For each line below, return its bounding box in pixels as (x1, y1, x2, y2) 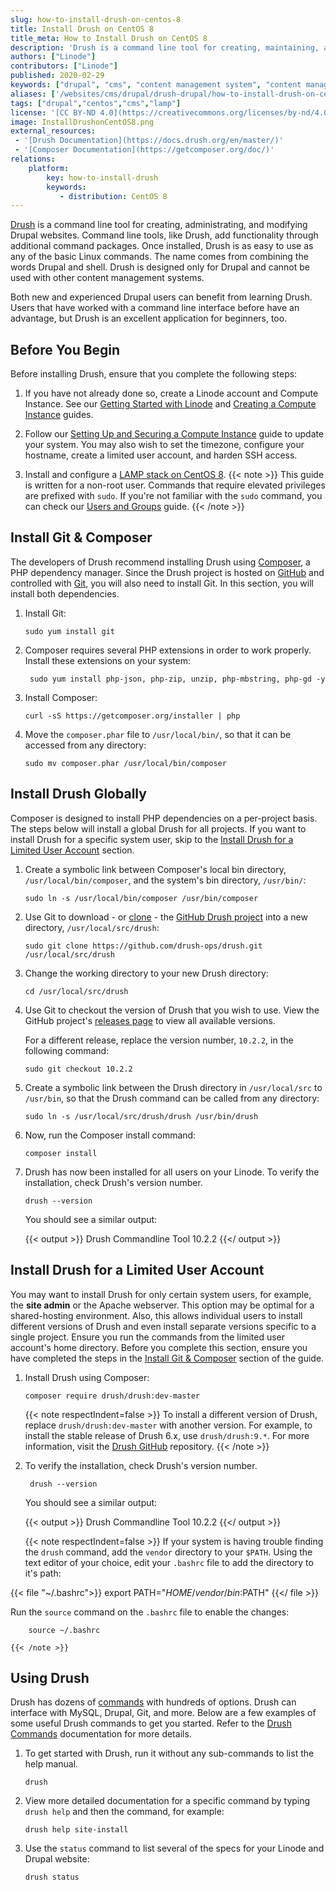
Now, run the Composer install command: (24, 1129, 197, 1141)
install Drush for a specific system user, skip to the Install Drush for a (10, 833, 294, 845)
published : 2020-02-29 (10, 71, 105, 81)
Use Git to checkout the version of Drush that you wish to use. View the (24, 1004, 320, 1016)
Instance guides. (24, 409, 94, 421)
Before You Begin (10, 341, 121, 358)
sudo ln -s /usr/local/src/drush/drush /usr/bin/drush (24, 1111, 259, 1121)
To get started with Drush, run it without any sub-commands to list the (24, 1747, 315, 1760)
